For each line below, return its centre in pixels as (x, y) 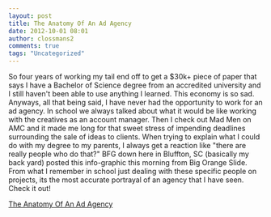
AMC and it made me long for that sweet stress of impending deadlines (127, 128)
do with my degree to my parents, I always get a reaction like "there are (127, 145)
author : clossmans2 (41, 38)
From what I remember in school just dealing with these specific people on (133, 171)
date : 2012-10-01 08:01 (49, 31)
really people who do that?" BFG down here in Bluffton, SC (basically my (129, 154)
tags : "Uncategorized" (47, 53)
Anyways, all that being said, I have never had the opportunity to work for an (135, 102)
